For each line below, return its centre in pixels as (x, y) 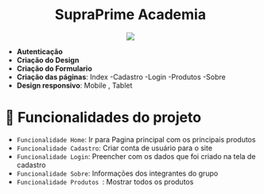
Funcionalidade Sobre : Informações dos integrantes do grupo (117, 173)
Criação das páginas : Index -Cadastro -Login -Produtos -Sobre (121, 76)
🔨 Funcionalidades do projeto (103, 118)
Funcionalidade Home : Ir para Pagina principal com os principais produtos (136, 139)
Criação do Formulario (54, 68)
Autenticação (39, 51)
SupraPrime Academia (130, 15)
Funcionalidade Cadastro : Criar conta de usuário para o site (115, 148)
